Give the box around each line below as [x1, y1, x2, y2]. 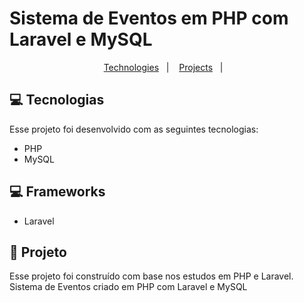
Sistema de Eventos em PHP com [9, 7, 289, 30]
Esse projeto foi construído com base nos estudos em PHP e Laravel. [9, 270, 294, 282]
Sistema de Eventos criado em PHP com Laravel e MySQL [9, 281, 248, 293]
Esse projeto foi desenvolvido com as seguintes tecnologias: [9, 123, 259, 135]
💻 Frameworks [9, 183, 106, 201]
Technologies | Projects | [103, 61, 224, 73]
